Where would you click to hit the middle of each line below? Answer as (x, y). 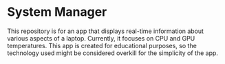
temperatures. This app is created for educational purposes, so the (102, 45)
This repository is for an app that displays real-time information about (106, 31)
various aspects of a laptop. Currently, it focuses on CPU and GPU (101, 38)
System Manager (57, 12)
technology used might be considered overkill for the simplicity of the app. (113, 53)
